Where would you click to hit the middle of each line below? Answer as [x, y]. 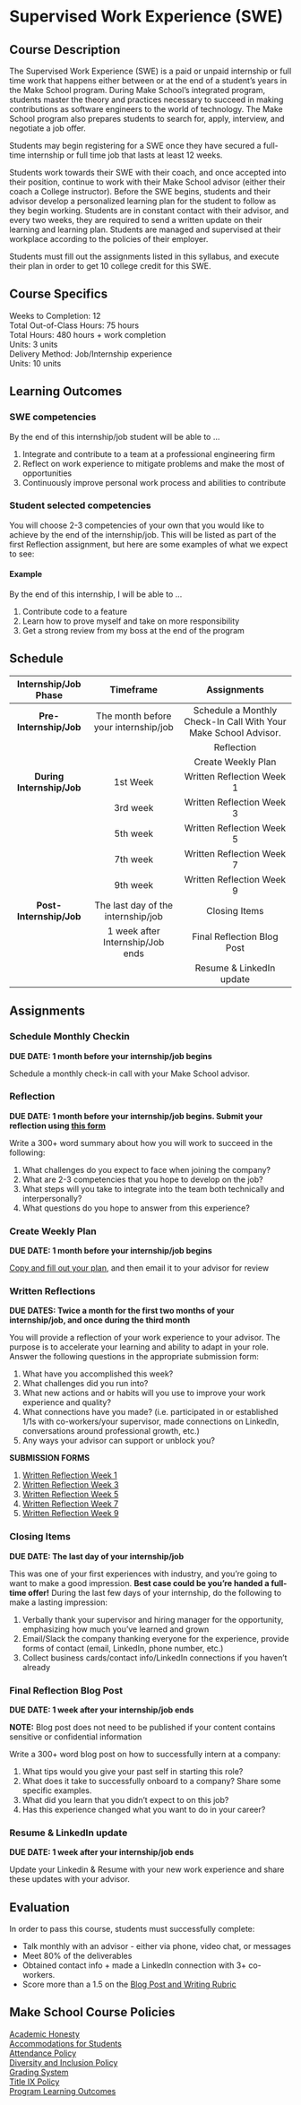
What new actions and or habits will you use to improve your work [144, 1393]
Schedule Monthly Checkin [69, 1037]
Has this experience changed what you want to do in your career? [144, 1809]
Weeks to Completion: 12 [55, 315]
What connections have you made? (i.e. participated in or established [150, 1412]
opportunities [47, 473]
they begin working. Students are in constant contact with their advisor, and [149, 211]
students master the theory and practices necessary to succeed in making [146, 99]
